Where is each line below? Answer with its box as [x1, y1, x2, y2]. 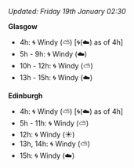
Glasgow [8, 22, 38, 31]
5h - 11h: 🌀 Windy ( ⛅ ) [19, 119, 89, 128]
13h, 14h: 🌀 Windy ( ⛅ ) [19, 139, 91, 148]
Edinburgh [8, 91, 43, 100]
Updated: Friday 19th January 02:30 [8, 7, 126, 16]
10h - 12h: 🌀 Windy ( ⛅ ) [19, 61, 94, 70]
